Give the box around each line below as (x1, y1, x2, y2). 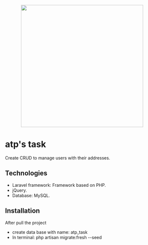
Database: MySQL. (12, 192, 50, 198)
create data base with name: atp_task (12, 229, 88, 235)
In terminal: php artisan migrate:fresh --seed (12, 234, 102, 240)
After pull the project (5, 220, 46, 225)
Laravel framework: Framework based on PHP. (12, 182, 106, 188)
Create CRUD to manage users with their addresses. (5, 155, 110, 161)
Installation (5, 207, 40, 215)
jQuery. (12, 187, 27, 193)
